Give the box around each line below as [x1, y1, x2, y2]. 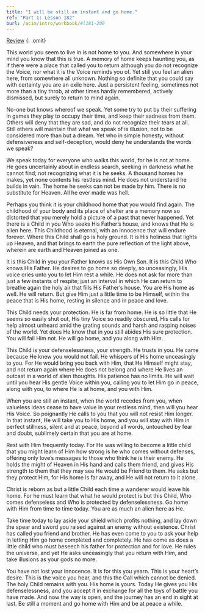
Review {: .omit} [6, 37, 46, 45]
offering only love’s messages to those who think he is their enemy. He [6, 454, 184, 462]
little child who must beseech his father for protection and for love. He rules [6, 543, 196, 550]
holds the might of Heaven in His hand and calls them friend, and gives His [6, 461, 194, 468]
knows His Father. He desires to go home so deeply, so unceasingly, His [6, 265, 188, 272]
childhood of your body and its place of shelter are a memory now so [6, 207, 180, 215]
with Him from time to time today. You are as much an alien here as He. [6, 505, 185, 512]
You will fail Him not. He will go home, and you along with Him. [6, 335, 164, 342]
